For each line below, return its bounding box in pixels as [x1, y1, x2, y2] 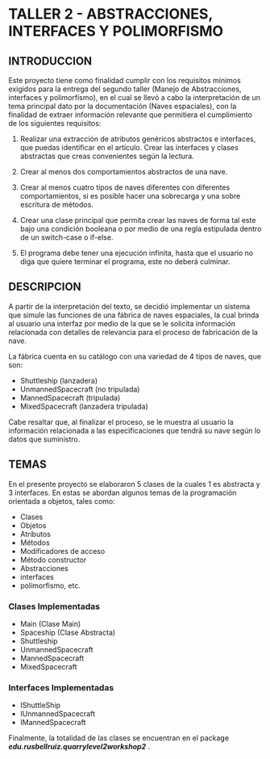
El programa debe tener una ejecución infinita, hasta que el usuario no [19, 248, 254, 258]
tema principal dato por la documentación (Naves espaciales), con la [8, 102, 237, 111]
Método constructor [19, 555, 87, 564]
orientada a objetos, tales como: [8, 496, 115, 505]
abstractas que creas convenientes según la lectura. [19, 151, 195, 161]
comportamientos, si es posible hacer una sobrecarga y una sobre [19, 191, 241, 200]
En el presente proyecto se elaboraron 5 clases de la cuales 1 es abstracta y [8, 479, 260, 489]
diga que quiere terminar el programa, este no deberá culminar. [19, 257, 231, 266]
